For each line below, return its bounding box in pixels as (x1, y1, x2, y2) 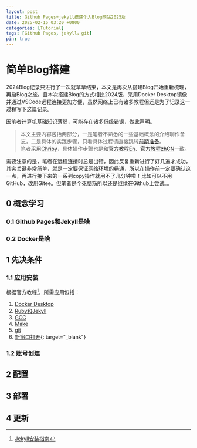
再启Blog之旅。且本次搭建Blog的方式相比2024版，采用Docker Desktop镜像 (6, 90, 188, 97)
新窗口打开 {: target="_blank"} (14, 333, 86, 341)
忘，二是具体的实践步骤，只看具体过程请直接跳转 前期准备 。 (20, 137, 165, 144)
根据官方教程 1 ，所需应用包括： (6, 287, 80, 295)
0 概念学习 (6, 198, 45, 208)
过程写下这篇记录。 (6, 105, 53, 112)
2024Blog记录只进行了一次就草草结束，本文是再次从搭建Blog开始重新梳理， (6, 83, 189, 90)
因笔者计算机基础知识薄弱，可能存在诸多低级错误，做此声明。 (6, 118, 155, 125)
